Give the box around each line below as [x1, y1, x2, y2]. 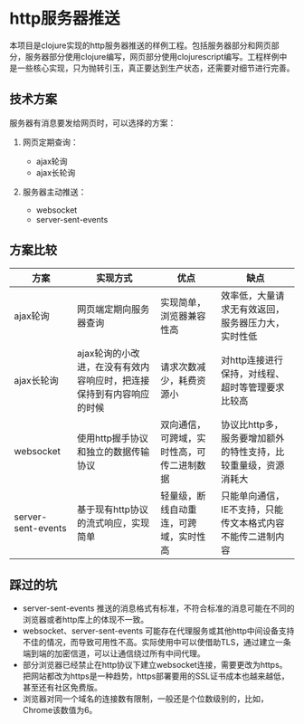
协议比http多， [221, 418, 283, 431]
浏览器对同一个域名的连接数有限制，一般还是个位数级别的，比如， [22, 693, 269, 704]
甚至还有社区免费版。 [22, 682, 102, 693]
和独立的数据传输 [76, 445, 150, 458]
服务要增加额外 [221, 432, 285, 444]
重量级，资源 [230, 459, 285, 472]
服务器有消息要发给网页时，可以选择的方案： [9, 117, 176, 128]
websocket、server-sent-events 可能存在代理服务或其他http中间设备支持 [22, 625, 295, 636]
